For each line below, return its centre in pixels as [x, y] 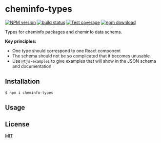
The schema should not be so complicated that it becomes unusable [81, 56]
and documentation [32, 66]
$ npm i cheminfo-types [29, 93]
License [17, 124]
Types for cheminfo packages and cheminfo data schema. [64, 32]
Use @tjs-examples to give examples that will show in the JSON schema [84, 61]
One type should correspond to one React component [66, 51]
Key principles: [21, 41]
